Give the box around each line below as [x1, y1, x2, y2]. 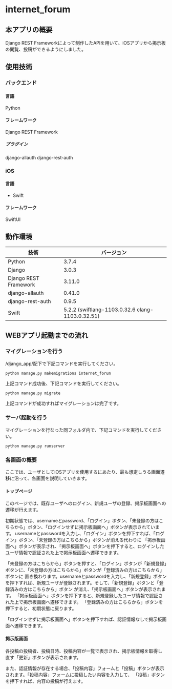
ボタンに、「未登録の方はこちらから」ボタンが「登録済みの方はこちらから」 [5, 567, 165, 573]
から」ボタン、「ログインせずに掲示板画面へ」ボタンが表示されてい [14, 524, 155, 530]
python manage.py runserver [5, 443, 66, 449]
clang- [136, 306, 154, 313]
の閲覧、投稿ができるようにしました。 [5, 46, 86, 52]
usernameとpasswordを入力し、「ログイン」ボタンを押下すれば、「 [15, 531, 156, 537]
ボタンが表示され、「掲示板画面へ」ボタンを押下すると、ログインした [18, 543, 165, 550]
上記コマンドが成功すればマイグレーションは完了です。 [5, 400, 122, 406]
